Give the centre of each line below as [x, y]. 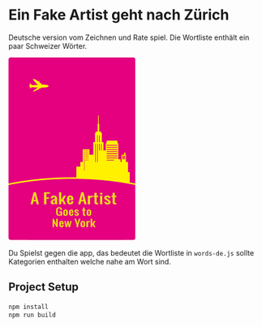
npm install [28, 307]
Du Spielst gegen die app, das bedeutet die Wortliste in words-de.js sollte [131, 252]
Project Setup [44, 287]
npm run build [32, 315]
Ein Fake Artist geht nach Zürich [119, 15]
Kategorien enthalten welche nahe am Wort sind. [90, 261]
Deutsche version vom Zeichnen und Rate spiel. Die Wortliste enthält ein [129, 37]
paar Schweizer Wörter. [48, 45]
